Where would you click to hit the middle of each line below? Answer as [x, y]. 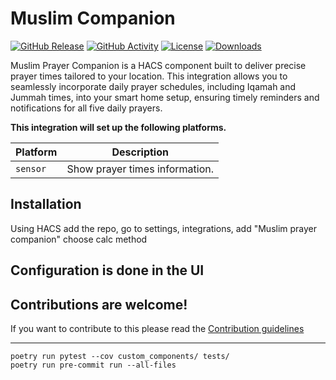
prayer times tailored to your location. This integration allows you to [149, 76]
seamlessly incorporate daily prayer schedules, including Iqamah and [153, 86]
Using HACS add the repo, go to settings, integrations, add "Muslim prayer [164, 228]
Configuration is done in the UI [107, 270]
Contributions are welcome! [99, 304]
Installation [46, 204]
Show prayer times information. [140, 169]
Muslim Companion [93, 18]
